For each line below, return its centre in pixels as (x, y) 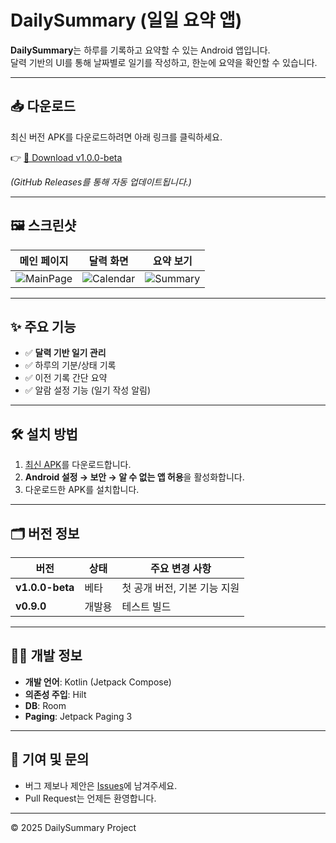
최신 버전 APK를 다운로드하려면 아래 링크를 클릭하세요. (116, 137)
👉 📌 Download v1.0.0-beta (66, 157)
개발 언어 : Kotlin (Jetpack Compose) (98, 682)
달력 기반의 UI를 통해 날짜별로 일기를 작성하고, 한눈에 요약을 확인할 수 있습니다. (164, 62)
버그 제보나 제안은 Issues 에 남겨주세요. (101, 785)
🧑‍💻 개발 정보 (46, 656)
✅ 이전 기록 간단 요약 (66, 378)
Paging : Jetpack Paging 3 (78, 716)
